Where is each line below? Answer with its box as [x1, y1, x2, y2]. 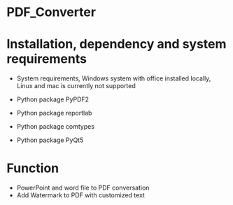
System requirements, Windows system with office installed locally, [16, 74, 211, 83]
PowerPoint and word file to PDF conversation [16, 183, 150, 192]
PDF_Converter [6, 4, 96, 20]
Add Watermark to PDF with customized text [16, 191, 145, 199]
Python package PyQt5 [16, 136, 84, 144]
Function [6, 160, 59, 176]
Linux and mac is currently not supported [16, 82, 136, 90]
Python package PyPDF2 [16, 95, 89, 104]
